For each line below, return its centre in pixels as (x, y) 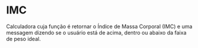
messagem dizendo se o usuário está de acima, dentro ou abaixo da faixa (96, 32)
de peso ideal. (23, 39)
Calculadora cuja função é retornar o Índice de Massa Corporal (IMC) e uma (99, 26)
